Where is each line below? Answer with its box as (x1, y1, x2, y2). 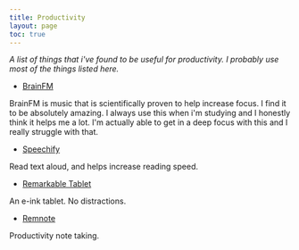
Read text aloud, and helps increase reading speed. (9, 162, 199, 172)
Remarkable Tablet (21, 179, 92, 189)
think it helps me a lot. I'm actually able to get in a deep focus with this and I (9, 117, 288, 128)
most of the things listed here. (9, 63, 120, 74)
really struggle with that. (9, 127, 99, 137)
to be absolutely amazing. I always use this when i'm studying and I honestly (9, 108, 291, 119)
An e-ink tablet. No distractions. (9, 196, 127, 206)
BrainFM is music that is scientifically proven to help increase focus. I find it (9, 98, 287, 109)
